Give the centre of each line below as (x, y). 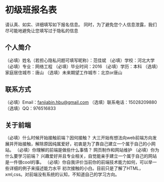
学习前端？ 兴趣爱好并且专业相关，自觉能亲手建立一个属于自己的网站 (87, 156)
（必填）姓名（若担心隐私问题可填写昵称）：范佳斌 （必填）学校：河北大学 (80, 60)
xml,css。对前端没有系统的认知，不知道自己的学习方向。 (62, 175)
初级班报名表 (31, 10)
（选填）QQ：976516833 (30, 108)
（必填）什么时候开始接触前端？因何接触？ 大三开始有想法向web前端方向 (79, 138)
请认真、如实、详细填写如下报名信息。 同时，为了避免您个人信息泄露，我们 (81, 24)
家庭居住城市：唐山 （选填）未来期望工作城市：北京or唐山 (64, 72)
